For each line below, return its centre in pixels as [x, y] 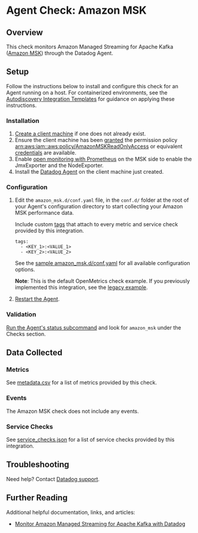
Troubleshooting [38, 465]
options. [25, 270]
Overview [25, 33]
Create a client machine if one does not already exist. [80, 134]
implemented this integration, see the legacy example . [81, 288]
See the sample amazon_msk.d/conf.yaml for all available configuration [102, 263]
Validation [21, 315]
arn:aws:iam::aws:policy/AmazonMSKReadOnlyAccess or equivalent [99, 146]
